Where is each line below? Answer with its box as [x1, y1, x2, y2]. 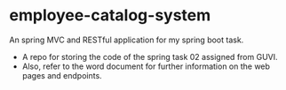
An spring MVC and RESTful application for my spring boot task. [9, 34, 244, 45]
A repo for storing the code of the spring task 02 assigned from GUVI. [21, 51, 278, 62]
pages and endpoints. [21, 70, 102, 80]
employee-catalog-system [9, 5, 211, 26]
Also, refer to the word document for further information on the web [21, 61, 271, 71]
